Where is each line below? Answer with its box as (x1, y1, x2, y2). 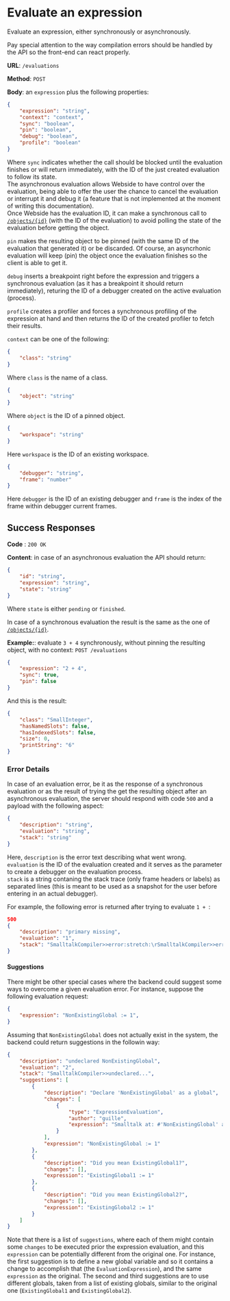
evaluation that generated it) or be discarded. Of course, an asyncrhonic (7, 244, 211, 252)
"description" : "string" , (19, 821, 94, 828)
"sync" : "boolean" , (19, 120, 75, 127)
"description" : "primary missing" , (19, 928, 121, 936)
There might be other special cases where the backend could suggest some (7, 978, 222, 986)
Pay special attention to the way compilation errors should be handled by (7, 40, 213, 49)
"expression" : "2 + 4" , (19, 665, 88, 672)
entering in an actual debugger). (7, 889, 98, 897)
